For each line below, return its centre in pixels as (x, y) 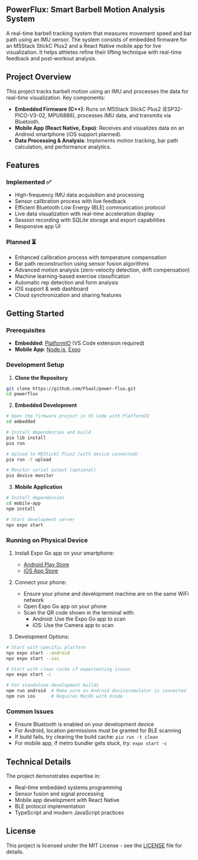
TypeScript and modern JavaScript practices (69, 812)
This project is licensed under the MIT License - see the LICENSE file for (94, 845)
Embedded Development (46, 405)
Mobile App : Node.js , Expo (48, 350)
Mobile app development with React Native (67, 800)
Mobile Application (38, 487)
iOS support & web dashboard (51, 289)
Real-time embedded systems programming (68, 787)
